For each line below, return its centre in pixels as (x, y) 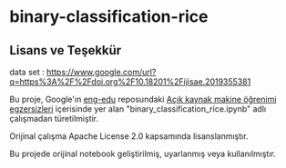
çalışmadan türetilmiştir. (54, 119)
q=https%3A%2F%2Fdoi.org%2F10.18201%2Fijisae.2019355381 (130, 82)
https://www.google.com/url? (101, 72)
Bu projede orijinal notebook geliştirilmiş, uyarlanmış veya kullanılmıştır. (143, 153)
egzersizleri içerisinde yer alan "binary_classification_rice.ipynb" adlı (138, 109)
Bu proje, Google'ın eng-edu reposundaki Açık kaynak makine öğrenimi (143, 99)
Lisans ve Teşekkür (66, 50)
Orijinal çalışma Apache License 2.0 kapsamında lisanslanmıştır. (129, 136)
